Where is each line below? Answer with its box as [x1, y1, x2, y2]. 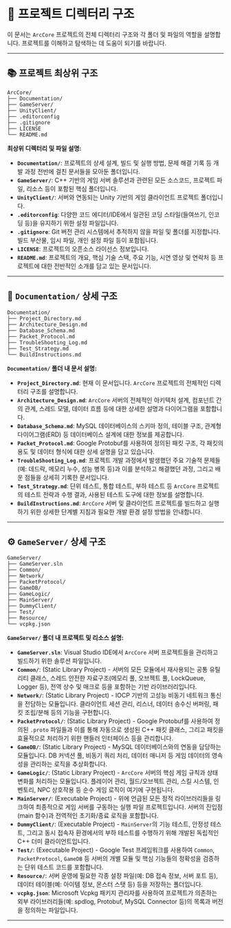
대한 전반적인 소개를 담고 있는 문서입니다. [41, 262, 151, 270]
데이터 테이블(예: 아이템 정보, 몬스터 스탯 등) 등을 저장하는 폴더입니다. [16, 881, 203, 889]
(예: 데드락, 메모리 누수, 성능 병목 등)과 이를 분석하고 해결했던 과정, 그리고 [16, 465, 214, 473]
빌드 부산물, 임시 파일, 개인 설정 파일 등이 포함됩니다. [16, 236, 158, 244]
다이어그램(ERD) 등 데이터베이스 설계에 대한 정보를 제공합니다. [16, 430, 184, 439]
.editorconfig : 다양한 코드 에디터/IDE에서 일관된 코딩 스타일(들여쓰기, [16, 210, 208, 219]
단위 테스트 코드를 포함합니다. [24, 863, 104, 872]
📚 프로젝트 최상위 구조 [7, 67, 98, 79]
